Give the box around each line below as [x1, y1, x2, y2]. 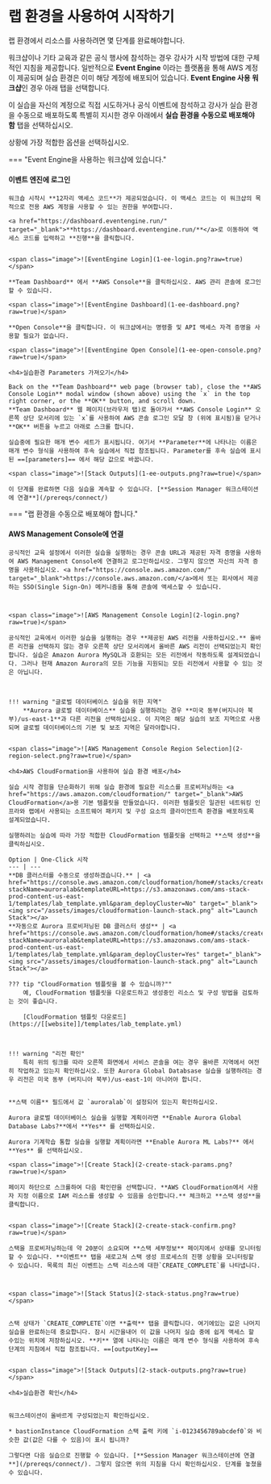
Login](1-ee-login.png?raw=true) [131, 256, 244, 264]
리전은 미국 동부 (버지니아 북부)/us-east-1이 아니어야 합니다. [17, 1076, 202, 1084]
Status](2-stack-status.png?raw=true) [109, 1290, 240, 1298]
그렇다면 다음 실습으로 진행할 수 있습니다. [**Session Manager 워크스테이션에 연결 [8, 1452, 256, 1460]
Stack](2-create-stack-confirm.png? [112, 1222, 236, 1230]
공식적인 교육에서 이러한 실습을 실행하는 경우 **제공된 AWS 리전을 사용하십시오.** [8, 634, 247, 642]
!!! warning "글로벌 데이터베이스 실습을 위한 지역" [8, 698, 162, 707]
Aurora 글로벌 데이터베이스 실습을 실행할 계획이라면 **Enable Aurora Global [8, 1114, 242, 1122]
